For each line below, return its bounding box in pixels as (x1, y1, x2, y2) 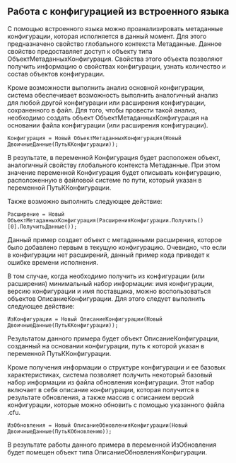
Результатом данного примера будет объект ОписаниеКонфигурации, (7, 334, 220, 343)
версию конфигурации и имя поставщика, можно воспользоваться (7, 287, 211, 295)
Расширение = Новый (7, 210, 65, 218)
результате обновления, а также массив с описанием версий (7, 393, 194, 401)
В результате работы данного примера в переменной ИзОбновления (7, 440, 217, 449)
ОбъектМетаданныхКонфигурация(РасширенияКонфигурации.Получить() (7, 217, 203, 224)
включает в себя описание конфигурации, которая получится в (7, 385, 199, 394)
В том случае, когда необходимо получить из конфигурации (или (7, 272, 205, 280)
